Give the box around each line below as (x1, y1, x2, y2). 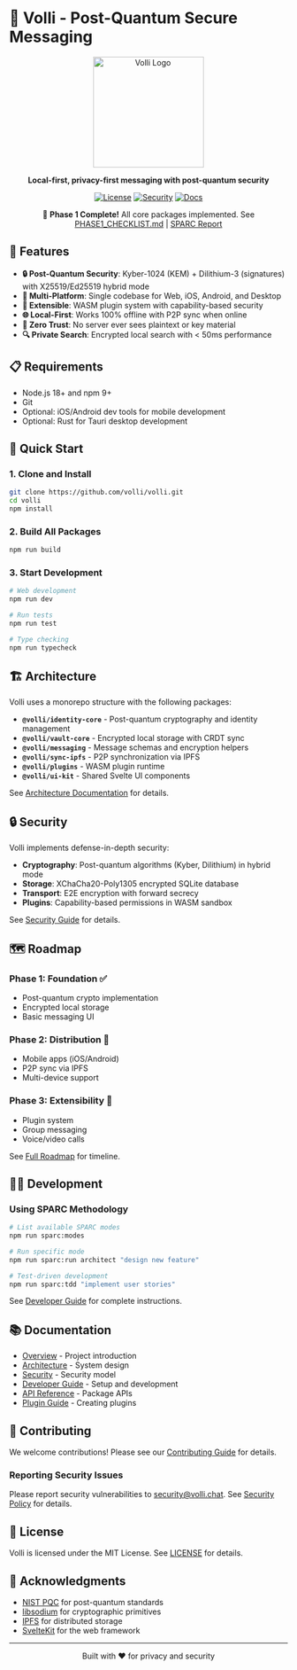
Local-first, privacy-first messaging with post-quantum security (27, 175, 270, 185)
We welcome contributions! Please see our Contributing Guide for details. (9, 1447, 277, 1457)
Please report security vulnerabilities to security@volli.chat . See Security (9, 1489, 275, 1500)
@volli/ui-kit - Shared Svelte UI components (21, 770, 191, 781)
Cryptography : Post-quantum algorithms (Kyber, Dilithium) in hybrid (21, 860, 271, 870)
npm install (9, 504, 53, 513)
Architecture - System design (21, 1360, 130, 1370)
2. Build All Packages (9, 525, 102, 537)
